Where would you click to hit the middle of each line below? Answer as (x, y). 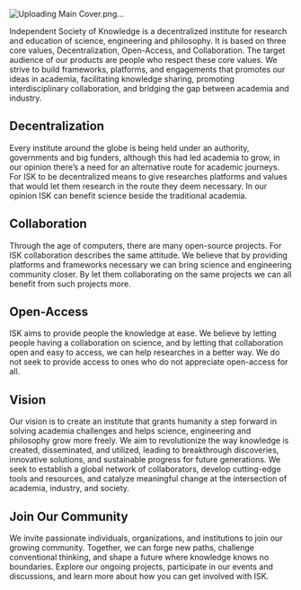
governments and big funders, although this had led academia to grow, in (145, 157)
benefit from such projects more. (71, 284)
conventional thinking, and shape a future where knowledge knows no (139, 558)
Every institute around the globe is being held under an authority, (129, 147)
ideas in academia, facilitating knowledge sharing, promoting (122, 79)
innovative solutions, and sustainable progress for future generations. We (145, 460)
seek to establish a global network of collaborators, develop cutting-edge (145, 469)
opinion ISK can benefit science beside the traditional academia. (128, 195)
